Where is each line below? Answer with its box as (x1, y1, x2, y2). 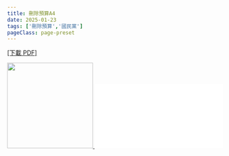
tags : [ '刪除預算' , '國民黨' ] (7, 23, 84, 29)
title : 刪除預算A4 (7, 10, 56, 17)
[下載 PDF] (7, 49, 38, 57)
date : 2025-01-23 (7, 16, 57, 23)
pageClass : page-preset (7, 29, 75, 36)
